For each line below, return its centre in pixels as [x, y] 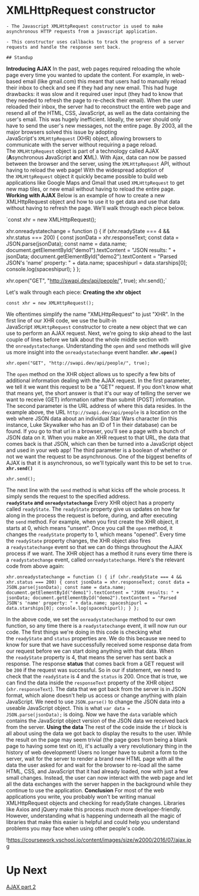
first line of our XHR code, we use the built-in [61, 320]
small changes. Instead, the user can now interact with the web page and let [99, 777]
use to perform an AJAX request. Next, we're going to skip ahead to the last [99, 333]
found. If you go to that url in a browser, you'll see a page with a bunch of [96, 431]
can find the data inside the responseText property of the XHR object [90, 683]
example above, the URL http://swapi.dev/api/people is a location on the [97, 412]
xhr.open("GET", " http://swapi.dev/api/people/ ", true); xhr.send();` [87, 280]
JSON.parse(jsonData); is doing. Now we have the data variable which [92, 714]
